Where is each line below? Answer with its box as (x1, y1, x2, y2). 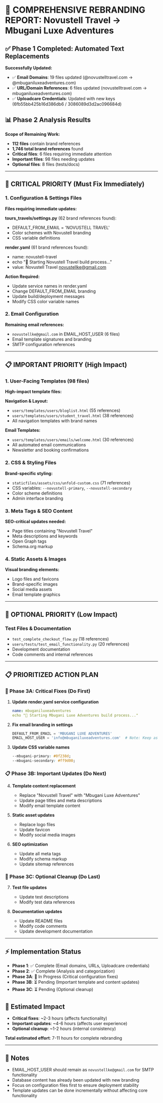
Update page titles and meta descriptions (19, 798, 102, 804)
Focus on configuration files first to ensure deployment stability (12, 1083, 139, 1088)
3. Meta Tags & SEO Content (5, 507, 73, 514)
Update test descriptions (19, 894, 69, 900)
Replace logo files (19, 822, 55, 827)
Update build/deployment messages (12, 293, 85, 299)
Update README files (19, 918, 63, 924)
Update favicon (19, 827, 50, 833)
